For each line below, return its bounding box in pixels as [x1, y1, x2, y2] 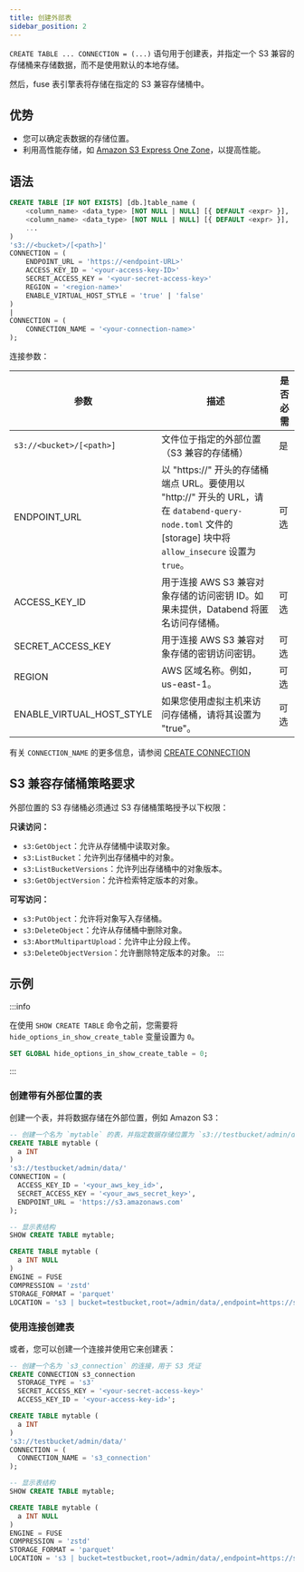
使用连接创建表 [9, 1321, 75, 1333]
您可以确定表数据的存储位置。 [22, 133, 134, 144]
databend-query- [173, 506, 242, 516]
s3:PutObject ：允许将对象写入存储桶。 [22, 913, 167, 923]
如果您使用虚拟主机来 [161, 695, 252, 708]
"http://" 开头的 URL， [161, 491, 255, 503]
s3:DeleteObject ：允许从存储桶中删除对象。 [22, 924, 187, 935]
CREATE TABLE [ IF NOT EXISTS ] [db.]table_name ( [9, 199, 196, 208]
